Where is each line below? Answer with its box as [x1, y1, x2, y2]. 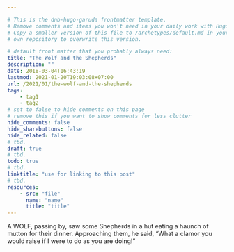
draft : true [7, 145, 42, 152]
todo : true [7, 158, 39, 165]
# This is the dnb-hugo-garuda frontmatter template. [7, 16, 167, 23]
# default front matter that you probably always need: [7, 48, 173, 56]
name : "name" [25, 196, 64, 203]
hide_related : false [7, 132, 68, 139]
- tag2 [19, 100, 39, 107]
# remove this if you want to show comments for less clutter [7, 112, 192, 120]
